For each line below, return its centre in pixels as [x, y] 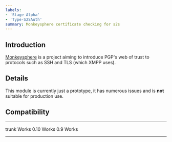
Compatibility [27, 112]
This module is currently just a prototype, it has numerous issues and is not [85, 91]
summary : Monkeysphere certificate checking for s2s [63, 24]
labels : [14, 10]
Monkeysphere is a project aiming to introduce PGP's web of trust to [77, 57]
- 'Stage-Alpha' [23, 15]
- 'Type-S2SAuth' [24, 19]
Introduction [26, 45]
